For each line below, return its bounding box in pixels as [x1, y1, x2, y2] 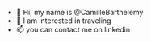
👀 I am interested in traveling [15, 16, 111, 25]
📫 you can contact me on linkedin [15, 25, 131, 34]
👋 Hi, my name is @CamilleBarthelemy [15, 8, 144, 17]
